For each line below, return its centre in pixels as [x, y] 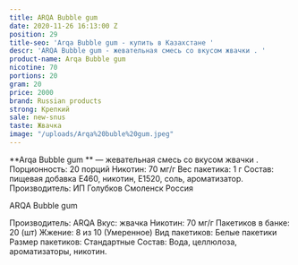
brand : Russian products [55, 101]
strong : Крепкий [39, 109]
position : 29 [34, 34]
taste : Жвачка [36, 126]
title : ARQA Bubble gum [54, 17]
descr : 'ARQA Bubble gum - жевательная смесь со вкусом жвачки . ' [138, 51]
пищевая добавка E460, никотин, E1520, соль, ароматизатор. [127, 178]
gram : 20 [26, 84]
